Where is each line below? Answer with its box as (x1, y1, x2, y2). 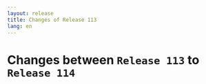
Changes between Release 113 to (7, 52, 200, 68)
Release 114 (7, 66, 76, 79)
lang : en (7, 23, 32, 29)
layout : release (7, 10, 54, 17)
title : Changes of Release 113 (7, 16, 97, 23)
